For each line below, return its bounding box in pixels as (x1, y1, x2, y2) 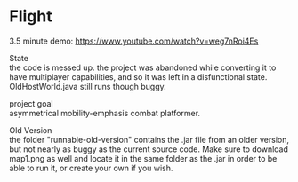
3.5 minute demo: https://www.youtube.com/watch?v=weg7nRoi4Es (9, 36, 259, 46)
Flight (9, 6, 52, 27)
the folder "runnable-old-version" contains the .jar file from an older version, (9, 134, 290, 145)
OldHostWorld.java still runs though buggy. (9, 81, 166, 91)
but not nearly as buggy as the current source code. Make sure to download (9, 144, 289, 154)
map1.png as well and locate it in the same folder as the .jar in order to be (9, 153, 278, 163)
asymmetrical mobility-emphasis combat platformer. (9, 107, 201, 118)
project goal (9, 98, 53, 108)
